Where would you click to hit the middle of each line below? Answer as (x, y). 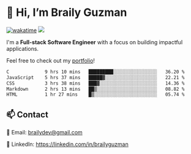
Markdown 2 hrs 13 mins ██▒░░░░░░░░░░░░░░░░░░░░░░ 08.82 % (95, 89)
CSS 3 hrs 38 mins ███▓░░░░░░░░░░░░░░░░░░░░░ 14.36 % (95, 83)
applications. (22, 48)
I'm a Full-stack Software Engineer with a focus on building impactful (95, 42)
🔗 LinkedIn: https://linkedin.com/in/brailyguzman (67, 144)
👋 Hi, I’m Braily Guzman (67, 13)
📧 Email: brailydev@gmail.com (44, 133)
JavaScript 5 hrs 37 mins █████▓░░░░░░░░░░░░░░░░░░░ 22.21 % (95, 77)
